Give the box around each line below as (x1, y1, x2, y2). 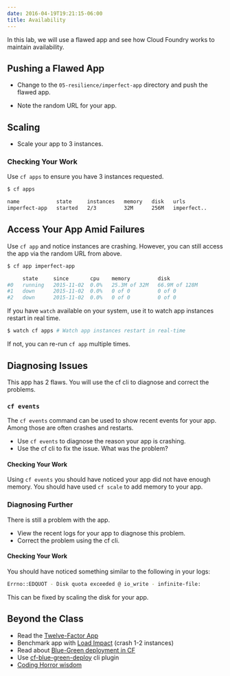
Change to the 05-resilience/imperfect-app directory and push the (16, 81, 208, 89)
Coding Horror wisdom (16, 660, 82, 668)
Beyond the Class (7, 613, 84, 625)
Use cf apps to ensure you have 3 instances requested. (7, 173, 164, 181)
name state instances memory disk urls (7, 198, 186, 205)
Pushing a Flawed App (7, 63, 105, 74)
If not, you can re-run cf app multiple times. (7, 340, 130, 348)
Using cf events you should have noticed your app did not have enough (7, 476, 211, 484)
